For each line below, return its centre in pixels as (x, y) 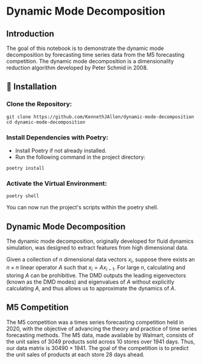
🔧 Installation (32, 87)
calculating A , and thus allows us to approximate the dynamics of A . (91, 288)
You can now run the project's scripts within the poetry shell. (82, 208)
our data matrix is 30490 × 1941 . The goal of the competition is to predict (98, 348)
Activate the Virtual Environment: (57, 183)
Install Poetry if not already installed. (61, 150)
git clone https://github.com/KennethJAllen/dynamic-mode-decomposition (100, 117)
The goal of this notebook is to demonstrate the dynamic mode (85, 48)
